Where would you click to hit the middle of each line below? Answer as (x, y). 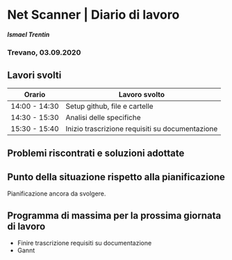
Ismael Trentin (28, 34)
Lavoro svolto (142, 94)
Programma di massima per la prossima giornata (114, 215)
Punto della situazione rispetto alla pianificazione (116, 177)
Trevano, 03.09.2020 (44, 53)
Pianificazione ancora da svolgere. (57, 193)
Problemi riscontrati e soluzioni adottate (96, 154)
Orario (35, 94)
